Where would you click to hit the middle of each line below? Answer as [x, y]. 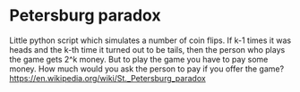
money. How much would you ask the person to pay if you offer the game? [147, 69]
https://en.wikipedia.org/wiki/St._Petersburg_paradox [107, 78]
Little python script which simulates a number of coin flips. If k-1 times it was [150, 40]
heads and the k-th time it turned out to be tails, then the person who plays [147, 49]
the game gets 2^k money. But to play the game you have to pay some [139, 59]
